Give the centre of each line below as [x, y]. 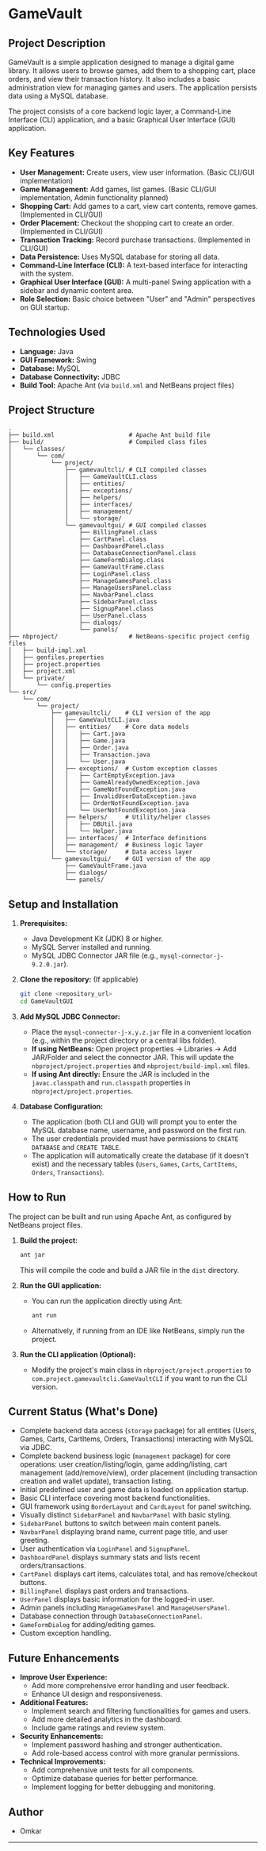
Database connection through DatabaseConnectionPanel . [111, 1616]
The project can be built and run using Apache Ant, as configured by [120, 1217]
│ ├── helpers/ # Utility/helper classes [131, 818]
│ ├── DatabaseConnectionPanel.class [102, 553]
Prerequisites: [44, 924]
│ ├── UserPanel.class [78, 616]
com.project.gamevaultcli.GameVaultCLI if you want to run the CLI [139, 1378]
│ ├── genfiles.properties [56, 657]
